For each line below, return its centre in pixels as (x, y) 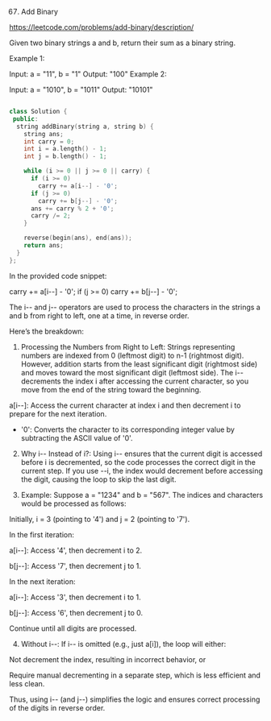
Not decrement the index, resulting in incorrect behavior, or (108, 659)
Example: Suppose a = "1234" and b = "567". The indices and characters (142, 495)
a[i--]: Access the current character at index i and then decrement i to (125, 405)
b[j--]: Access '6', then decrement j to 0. (76, 612)
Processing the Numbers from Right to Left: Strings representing (128, 346)
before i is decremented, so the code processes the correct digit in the (138, 462)
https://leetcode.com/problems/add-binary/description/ (102, 27)
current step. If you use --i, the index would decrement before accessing (142, 470)
